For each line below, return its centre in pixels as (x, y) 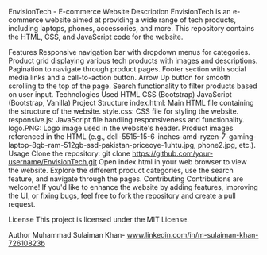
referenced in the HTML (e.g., (57, 137)
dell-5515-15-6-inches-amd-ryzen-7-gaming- (182, 137)
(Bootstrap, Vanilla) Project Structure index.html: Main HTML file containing (131, 103)
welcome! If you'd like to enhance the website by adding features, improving (133, 187)
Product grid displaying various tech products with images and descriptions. (133, 60)
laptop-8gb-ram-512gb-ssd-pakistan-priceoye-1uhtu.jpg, (102, 145)
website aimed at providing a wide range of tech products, (141, 20)
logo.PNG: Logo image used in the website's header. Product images (121, 128)
